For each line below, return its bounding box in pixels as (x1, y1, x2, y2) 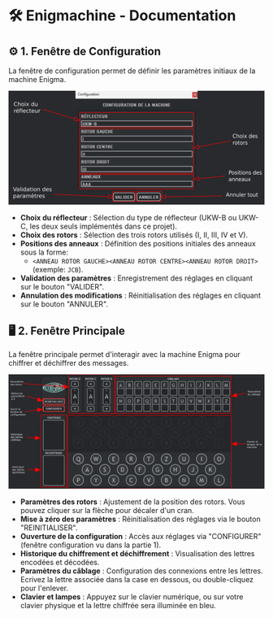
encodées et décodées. (19, 557, 100, 567)
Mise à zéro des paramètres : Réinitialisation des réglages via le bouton (19, 514, 262, 524)
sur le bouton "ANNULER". (19, 299, 108, 309)
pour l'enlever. (19, 583, 69, 593)
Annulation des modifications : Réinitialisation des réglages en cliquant (19, 290, 262, 301)
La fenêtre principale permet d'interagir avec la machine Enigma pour (8, 350, 241, 359)
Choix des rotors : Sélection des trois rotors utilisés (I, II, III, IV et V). (19, 230, 249, 240)
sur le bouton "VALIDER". (19, 282, 104, 292)
